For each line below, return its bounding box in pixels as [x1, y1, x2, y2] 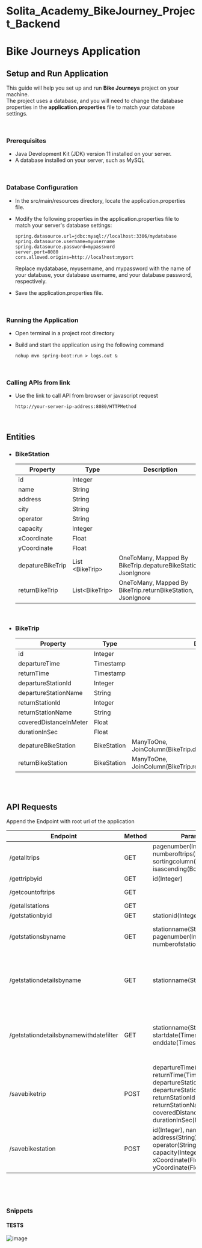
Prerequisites [6, 137, 46, 145]
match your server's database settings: [14, 221, 112, 229]
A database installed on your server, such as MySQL [14, 156, 145, 164]
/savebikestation [9, 1145, 56, 1153]
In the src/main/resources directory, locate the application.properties [14, 197, 186, 204]
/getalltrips [9, 853, 40, 862]
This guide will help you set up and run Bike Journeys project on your [6, 84, 179, 91]
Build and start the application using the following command [14, 341, 164, 348]
